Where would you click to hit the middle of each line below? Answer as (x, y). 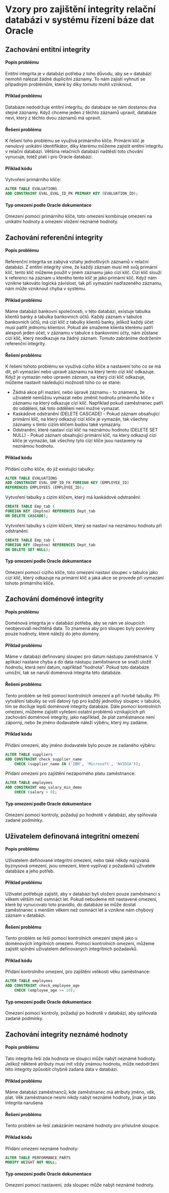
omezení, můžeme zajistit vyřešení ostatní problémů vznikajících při (75, 712)
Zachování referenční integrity (54, 237)
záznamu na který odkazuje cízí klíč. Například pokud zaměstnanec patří (88, 403)
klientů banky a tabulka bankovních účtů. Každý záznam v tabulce (74, 317)
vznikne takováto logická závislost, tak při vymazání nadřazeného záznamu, (84, 283)
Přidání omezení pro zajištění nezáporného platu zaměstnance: (70, 774)
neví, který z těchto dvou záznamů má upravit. (53, 118)
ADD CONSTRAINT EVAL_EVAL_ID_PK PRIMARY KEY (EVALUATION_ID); (72, 194)
